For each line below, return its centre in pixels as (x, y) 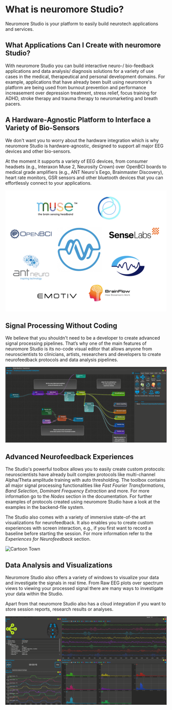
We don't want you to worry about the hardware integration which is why (82, 140)
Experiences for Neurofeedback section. (48, 539)
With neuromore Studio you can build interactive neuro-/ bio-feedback (80, 66)
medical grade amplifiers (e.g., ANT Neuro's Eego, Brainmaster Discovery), (84, 172)
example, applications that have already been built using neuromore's (79, 82)
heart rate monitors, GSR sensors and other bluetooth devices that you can (84, 177)
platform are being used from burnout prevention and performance (76, 87)
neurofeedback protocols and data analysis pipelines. (62, 360)
